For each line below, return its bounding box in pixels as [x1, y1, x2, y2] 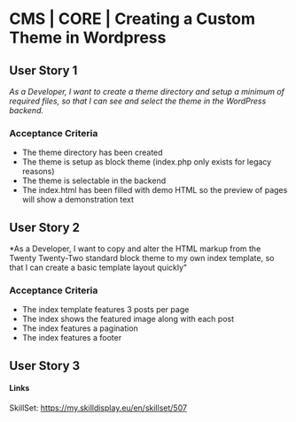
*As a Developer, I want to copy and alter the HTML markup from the [9, 243, 261, 254]
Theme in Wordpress [9, 27, 167, 48]
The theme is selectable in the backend [21, 175, 167, 186]
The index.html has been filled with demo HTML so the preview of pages [21, 185, 288, 196]
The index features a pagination [21, 323, 139, 334]
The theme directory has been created [21, 147, 163, 158]
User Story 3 [9, 358, 81, 373]
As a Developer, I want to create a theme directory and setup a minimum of [9, 87, 285, 96]
